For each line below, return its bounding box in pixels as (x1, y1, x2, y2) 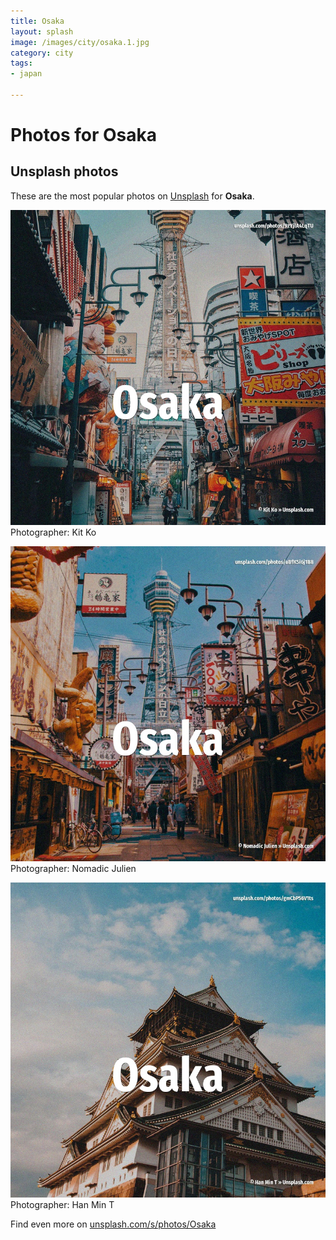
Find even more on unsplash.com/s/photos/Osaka (10, 1218, 217, 1230)
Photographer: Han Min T (10, 1198, 115, 1210)
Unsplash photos (10, 163, 119, 180)
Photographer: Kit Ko (10, 526, 97, 538)
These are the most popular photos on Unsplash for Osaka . (10, 190, 255, 202)
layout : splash (10, 26, 74, 37)
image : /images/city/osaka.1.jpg (10, 37, 150, 47)
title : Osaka (10, 16, 65, 26)
